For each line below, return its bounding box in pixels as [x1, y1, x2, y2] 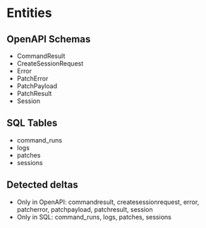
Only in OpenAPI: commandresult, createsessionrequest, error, [16, 198, 200, 206]
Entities [6, 5, 52, 21]
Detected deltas [6, 179, 78, 191]
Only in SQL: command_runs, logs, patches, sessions [16, 212, 172, 221]
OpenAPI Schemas [6, 33, 91, 45]
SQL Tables [6, 117, 58, 129]
